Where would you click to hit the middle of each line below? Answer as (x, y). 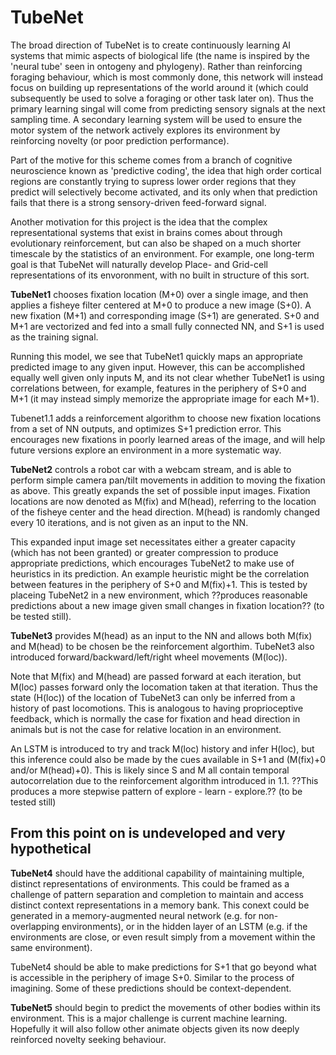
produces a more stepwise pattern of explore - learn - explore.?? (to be (156, 791)
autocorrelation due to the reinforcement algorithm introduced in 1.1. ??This (164, 780)
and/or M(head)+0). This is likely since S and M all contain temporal (150, 770)
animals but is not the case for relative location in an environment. (146, 729)
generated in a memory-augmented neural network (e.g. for (133, 915)
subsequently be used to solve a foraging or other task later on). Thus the (162, 98)
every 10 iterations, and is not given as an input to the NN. (129, 522)
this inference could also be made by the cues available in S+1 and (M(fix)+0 (168, 759)
